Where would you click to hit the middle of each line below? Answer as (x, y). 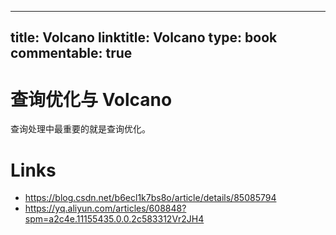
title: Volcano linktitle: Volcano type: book (144, 37)
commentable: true (71, 53)
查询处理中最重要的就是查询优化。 (80, 129)
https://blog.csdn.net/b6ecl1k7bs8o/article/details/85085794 (150, 198)
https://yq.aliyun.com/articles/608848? (105, 208)
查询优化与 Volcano (91, 99)
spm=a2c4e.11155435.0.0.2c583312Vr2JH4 (114, 219)
